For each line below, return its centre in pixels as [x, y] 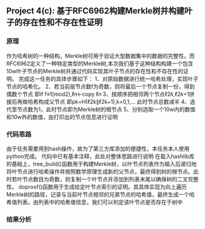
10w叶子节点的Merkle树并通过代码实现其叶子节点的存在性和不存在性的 [95, 71]
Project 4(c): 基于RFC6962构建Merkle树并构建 [95, 11]
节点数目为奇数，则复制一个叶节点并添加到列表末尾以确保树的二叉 [105, 179]
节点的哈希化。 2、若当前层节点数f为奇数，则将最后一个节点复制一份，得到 [101, 86]
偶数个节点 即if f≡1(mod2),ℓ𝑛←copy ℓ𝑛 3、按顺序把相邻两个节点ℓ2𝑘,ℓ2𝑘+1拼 [100, 94]
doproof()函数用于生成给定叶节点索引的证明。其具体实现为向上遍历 [103, 187]
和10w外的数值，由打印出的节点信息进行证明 [62, 117]
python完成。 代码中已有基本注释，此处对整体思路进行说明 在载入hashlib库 [100, 156]
